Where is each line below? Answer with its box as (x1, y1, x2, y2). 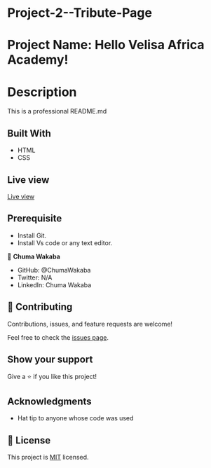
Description (7, 84, 77, 99)
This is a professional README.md (7, 107, 107, 116)
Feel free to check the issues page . (7, 333, 109, 341)
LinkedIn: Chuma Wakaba (17, 280, 92, 289)
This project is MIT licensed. (7, 453, 89, 461)
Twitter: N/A (17, 273, 53, 282)
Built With (7, 128, 51, 139)
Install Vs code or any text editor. (17, 238, 113, 247)
